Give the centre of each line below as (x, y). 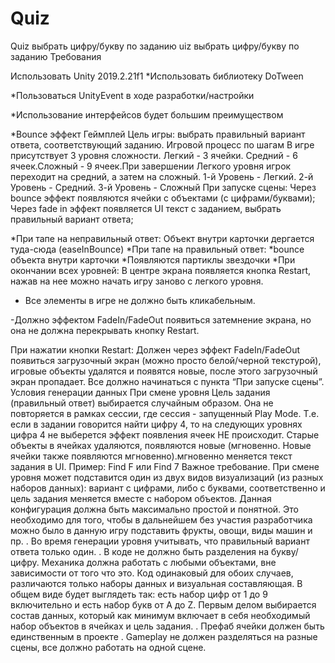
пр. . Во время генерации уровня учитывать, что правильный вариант (160, 541)
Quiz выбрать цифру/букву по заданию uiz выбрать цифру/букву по (155, 46)
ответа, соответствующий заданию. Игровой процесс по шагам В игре (162, 144)
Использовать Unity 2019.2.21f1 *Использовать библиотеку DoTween (157, 76)
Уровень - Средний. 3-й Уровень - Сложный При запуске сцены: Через (163, 187)
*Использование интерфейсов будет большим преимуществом (147, 114)
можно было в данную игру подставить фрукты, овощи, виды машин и (161, 530)
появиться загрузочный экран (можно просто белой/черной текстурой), (166, 360)
